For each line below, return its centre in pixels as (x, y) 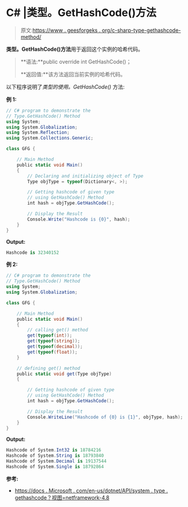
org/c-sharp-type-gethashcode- (141, 30)
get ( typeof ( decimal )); (55, 347)
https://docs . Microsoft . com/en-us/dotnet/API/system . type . (91, 490)
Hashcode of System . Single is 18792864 (55, 467)
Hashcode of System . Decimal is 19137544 (57, 461)
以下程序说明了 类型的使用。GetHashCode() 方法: (65, 86)
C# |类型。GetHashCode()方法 (81, 13)
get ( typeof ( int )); (50, 335)
